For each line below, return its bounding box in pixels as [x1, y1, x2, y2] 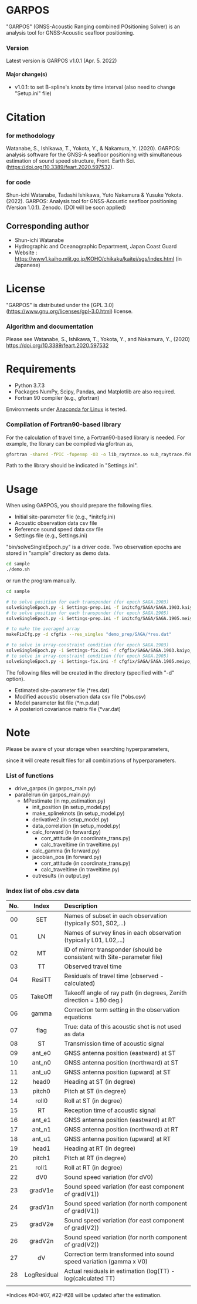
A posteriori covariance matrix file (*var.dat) [14, 705, 121, 712]
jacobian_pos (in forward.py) [32, 853, 101, 860]
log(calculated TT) [64, 1275, 116, 1283]
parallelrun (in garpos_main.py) [14, 791, 90, 798]
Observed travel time [64, 962, 122, 971]
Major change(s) [6, 70, 47, 78]
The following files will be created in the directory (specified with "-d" [6, 669, 175, 676]
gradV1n [29, 1203, 54, 1211]
